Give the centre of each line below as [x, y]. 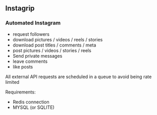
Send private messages [37, 56]
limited [12, 82]
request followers [31, 34]
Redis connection [31, 102]
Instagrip [20, 8]
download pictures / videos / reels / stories [58, 39]
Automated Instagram [33, 23]
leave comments [30, 61]
